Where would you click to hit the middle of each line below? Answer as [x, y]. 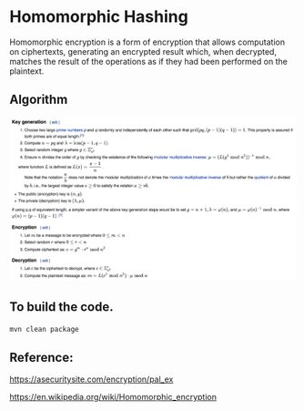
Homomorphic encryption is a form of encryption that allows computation [147, 42]
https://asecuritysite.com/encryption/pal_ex [91, 379]
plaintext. [27, 71]
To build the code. [61, 307]
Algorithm [39, 100]
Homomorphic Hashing [99, 17]
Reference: [41, 357]
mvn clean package [44, 330]
